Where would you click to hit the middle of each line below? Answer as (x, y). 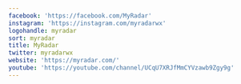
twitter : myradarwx (41, 53)
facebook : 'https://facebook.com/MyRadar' (80, 16)
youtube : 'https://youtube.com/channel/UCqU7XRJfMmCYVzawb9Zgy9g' (121, 68)
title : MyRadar (34, 46)
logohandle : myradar (43, 30)
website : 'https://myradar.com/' (64, 61)
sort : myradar (32, 38)
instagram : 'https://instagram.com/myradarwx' (87, 23)
